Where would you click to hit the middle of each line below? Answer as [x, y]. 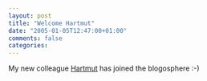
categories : [28, 46]
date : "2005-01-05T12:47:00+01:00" [68, 30]
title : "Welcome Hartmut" [51, 23]
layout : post [30, 16]
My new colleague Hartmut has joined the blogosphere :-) [104, 68]
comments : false [35, 38]
